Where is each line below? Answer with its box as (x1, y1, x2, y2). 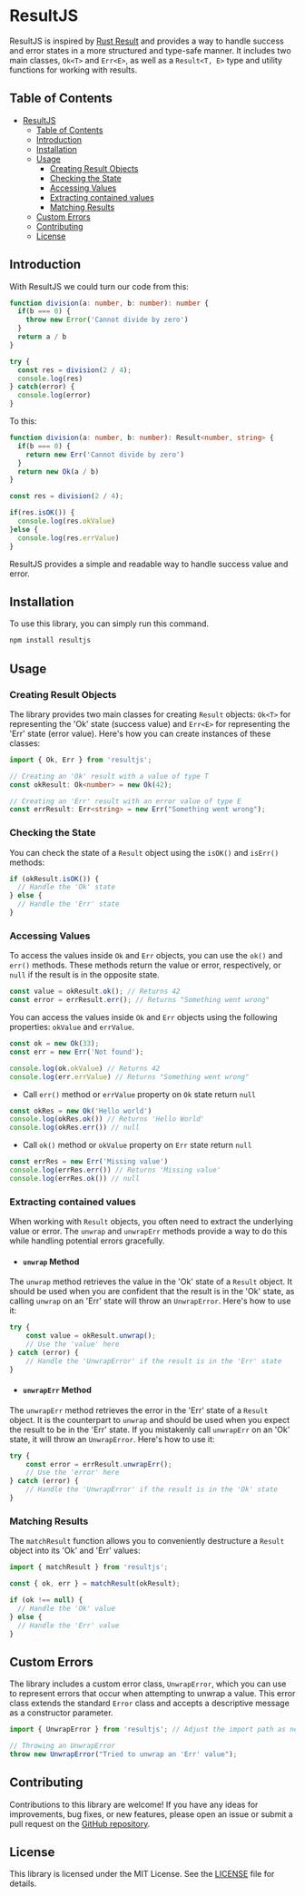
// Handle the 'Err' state (17, 899, 120, 909)
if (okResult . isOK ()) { (9, 874, 100, 883)
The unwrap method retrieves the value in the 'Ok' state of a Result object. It (9, 1276, 292, 1287)
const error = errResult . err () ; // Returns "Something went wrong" (9, 996, 271, 1005)
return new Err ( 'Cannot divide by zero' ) (25, 450, 184, 459)
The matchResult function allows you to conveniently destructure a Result (9, 1536, 285, 1547)
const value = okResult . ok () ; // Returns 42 (9, 987, 181, 997)
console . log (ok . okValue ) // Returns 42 (9, 1064, 161, 1073)
